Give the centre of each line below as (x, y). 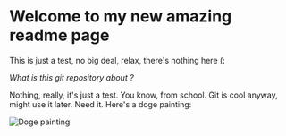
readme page (59, 35)
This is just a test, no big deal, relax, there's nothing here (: (117, 60)
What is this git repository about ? (71, 77)
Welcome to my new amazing (121, 17)
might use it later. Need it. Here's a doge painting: (101, 104)
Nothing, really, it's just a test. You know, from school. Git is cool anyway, (144, 95)
